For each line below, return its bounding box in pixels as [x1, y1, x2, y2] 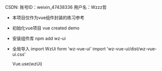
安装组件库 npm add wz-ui [12, 36, 66, 41]
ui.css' [12, 51, 26, 57]
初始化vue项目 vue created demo [12, 25, 80, 31]
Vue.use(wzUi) [12, 61, 43, 67]
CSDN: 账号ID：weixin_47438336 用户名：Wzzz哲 [5, 4, 107, 10]
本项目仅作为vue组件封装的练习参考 [12, 15, 85, 21]
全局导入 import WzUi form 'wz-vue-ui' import [12, 46, 106, 51]
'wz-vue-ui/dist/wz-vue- [107, 46, 157, 51]
